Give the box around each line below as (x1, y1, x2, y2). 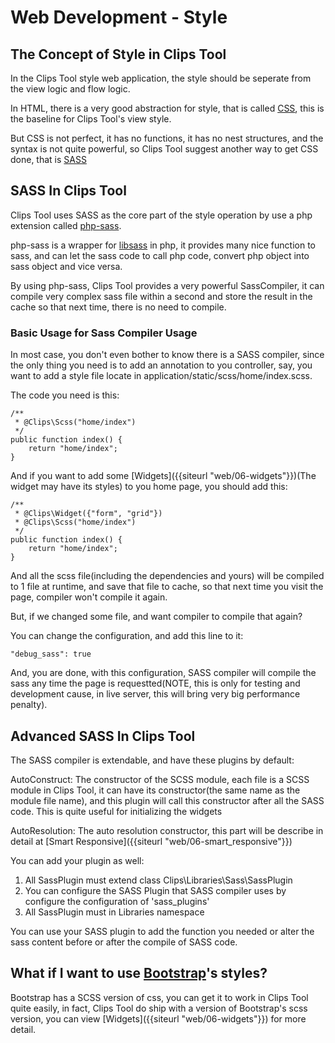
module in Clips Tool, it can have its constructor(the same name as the (10, 784, 301, 796)
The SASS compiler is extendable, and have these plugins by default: (10, 754, 295, 766)
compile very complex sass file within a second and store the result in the (10, 290, 313, 302)
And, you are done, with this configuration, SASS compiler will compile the (10, 667, 317, 679)
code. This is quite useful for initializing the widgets (10, 805, 223, 817)
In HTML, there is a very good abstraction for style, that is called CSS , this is (10, 102, 325, 114)
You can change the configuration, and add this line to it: (10, 630, 244, 642)
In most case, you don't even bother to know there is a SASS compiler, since (10, 349, 325, 361)
